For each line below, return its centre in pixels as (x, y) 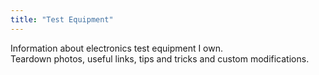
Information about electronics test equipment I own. (117, 48)
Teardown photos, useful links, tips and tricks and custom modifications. (160, 58)
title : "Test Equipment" (62, 19)
